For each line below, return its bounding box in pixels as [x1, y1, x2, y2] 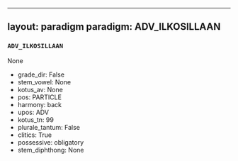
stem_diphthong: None [17, 145, 84, 154]
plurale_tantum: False [17, 123, 80, 131]
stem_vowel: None [17, 77, 72, 86]
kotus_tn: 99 [17, 115, 55, 124]
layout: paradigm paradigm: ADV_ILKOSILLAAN [7, 21, 221, 33]
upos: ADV [17, 108, 50, 116]
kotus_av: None [17, 85, 64, 94]
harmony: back [17, 100, 62, 109]
